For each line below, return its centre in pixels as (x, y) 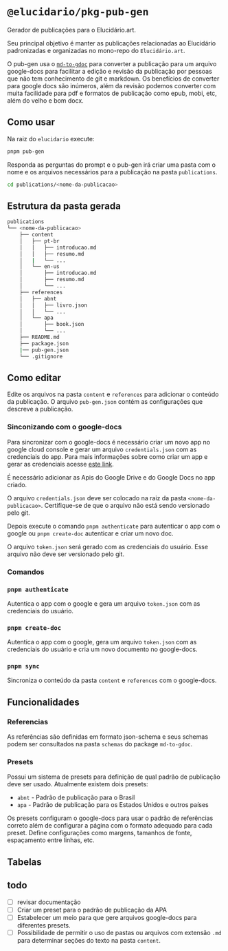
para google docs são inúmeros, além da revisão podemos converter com (112, 85)
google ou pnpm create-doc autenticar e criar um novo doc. (90, 533)
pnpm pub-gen (26, 151)
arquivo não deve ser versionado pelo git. (66, 554)
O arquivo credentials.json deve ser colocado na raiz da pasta (97, 498)
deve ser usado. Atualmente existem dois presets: (78, 784)
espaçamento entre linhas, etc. (51, 840)
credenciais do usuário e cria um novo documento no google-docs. (102, 649)
